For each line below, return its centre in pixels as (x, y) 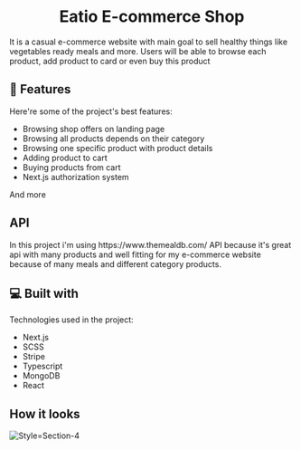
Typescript (42, 366)
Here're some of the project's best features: (91, 111)
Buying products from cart (71, 167)
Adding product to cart (65, 158)
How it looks (45, 414)
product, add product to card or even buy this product (110, 61)
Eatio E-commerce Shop (152, 17)
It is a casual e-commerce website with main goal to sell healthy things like (148, 42)
